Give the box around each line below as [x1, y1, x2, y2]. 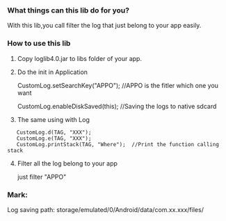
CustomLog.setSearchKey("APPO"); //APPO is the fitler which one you [17, 81, 219, 89]
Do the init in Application [17, 68, 88, 76]
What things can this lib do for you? [7, 6, 130, 15]
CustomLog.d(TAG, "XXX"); [16, 129, 92, 136]
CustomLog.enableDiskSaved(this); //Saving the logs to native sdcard [17, 102, 217, 110]
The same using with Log [17, 115, 90, 123]
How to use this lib [7, 39, 71, 48]
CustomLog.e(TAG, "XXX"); [16, 134, 92, 142]
